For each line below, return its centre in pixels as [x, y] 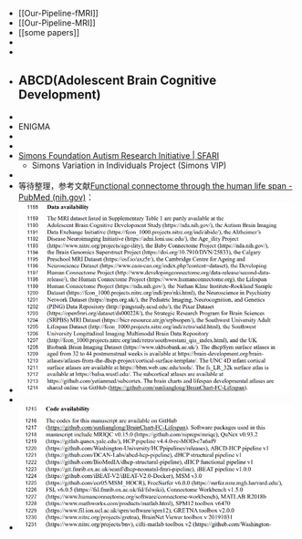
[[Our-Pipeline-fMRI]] [58, 13]
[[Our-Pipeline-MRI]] [57, 23]
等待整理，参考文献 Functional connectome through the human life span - [155, 185]
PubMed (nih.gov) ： [56, 197]
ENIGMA [34, 126]
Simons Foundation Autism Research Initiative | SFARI [119, 155]
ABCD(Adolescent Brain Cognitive [117, 81]
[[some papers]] [49, 32]
